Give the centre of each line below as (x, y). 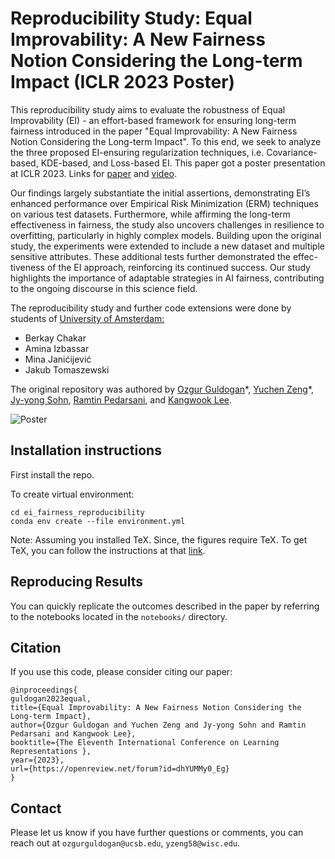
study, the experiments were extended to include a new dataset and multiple (167, 246)
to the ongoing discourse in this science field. (104, 288)
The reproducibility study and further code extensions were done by (151, 308)
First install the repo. (52, 474)
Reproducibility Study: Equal (131, 18)
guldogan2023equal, (51, 699)
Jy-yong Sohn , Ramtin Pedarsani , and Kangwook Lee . (121, 399)
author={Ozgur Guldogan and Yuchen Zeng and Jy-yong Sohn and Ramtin (158, 725)
